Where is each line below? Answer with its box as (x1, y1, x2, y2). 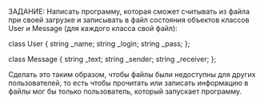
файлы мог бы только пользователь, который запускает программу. (8, 87, 242, 96)
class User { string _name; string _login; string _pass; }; (8, 39, 190, 48)
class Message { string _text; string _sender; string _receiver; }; (8, 55, 217, 64)
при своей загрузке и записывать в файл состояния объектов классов (8, 15, 250, 25)
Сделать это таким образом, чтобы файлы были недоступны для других (8, 70, 256, 79)
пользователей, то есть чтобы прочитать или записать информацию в (8, 79, 249, 87)
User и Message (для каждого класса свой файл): (8, 24, 178, 33)
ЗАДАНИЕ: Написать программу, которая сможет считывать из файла (8, 7, 250, 16)
